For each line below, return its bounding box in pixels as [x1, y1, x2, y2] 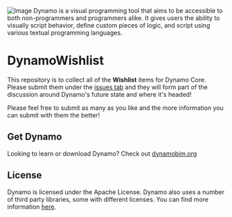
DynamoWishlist [7, 53, 104, 68]
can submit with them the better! [7, 111, 100, 119]
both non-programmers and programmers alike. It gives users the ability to [7, 14, 220, 22]
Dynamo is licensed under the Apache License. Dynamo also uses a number [7, 187, 225, 196]
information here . [7, 202, 57, 211]
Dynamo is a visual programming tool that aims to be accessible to [33, 7, 223, 15]
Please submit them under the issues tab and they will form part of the [7, 83, 208, 91]
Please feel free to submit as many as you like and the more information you [7, 104, 224, 112]
